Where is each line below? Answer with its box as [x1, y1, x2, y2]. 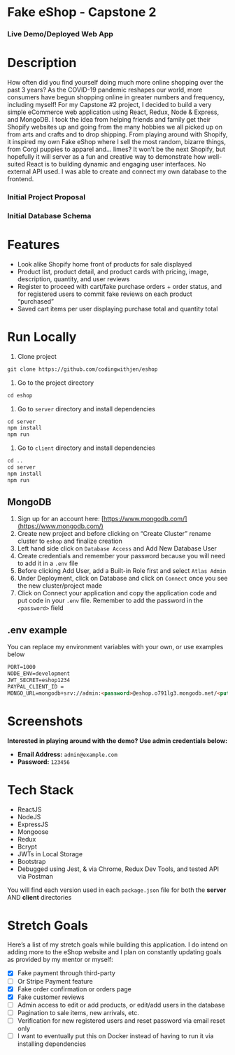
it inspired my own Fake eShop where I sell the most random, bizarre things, [7, 138, 226, 146]
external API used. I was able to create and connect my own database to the [7, 167, 227, 176]
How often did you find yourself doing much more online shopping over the [7, 78, 224, 87]
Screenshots [7, 713, 83, 729]
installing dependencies [17, 1040, 87, 1048]
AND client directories [7, 893, 72, 901]
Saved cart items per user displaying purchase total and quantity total [17, 304, 218, 313]
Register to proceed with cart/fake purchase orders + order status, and [17, 282, 222, 290]
